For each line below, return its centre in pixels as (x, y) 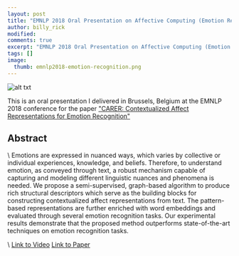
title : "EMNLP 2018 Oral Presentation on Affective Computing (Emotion (116, 21)
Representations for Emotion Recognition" (69, 116)
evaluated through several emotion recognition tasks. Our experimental (111, 216)
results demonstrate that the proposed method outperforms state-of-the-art (119, 223)
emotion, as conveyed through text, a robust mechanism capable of (106, 171)
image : (17, 60)
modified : (22, 34)
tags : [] (20, 54)
